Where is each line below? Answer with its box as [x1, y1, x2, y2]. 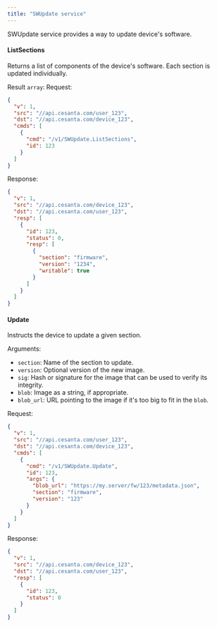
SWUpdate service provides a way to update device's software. [7, 30, 192, 38]
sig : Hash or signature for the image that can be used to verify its [17, 374, 208, 382]
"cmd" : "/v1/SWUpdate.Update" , [25, 462, 118, 470]
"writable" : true [38, 267, 90, 274]
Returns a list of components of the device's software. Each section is [7, 61, 210, 70]
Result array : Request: [7, 83, 73, 91]
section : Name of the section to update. [17, 358, 134, 367]
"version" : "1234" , [38, 261, 97, 268]
